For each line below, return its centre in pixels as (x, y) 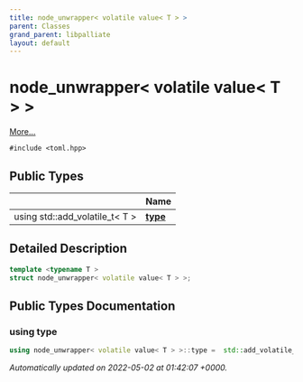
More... (23, 132)
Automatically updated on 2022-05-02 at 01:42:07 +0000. (119, 368)
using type (33, 331)
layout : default (40, 43)
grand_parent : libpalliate (60, 34)
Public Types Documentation (92, 306)
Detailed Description (69, 249)
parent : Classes (40, 26)
